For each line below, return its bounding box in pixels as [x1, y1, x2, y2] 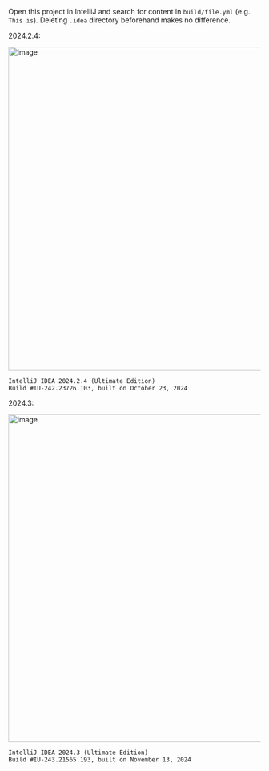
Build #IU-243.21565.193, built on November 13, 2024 [8, 756, 192, 764]
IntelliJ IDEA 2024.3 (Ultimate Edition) [8, 749, 149, 757]
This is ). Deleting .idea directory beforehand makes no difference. [8, 15, 231, 25]
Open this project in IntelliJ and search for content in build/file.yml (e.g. [8, 7, 251, 16]
